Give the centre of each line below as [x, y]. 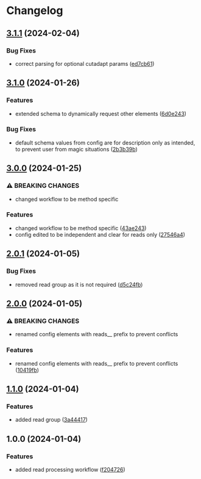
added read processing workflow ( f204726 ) [70, 469]
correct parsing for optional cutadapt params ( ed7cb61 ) [85, 63]
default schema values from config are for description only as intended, [105, 142]
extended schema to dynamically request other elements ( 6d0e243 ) [101, 113]
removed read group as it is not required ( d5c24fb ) [79, 284]
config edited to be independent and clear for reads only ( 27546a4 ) [100, 234]
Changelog [35, 11]
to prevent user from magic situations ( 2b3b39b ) [76, 149]
